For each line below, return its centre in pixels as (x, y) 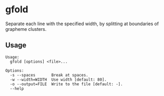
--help (17, 88)
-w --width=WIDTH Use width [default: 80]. (58, 80)
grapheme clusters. (26, 29)
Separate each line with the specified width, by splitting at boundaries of (82, 24)
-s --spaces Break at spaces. (49, 75)
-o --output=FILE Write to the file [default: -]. (67, 84)
